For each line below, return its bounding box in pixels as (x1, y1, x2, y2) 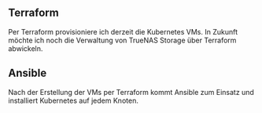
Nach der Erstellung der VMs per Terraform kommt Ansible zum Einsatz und (8, 87, 254, 97)
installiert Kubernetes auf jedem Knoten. (8, 96, 139, 105)
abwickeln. (8, 43, 43, 53)
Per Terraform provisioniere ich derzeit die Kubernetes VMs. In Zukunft (8, 27, 238, 36)
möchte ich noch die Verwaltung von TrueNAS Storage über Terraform (8, 35, 237, 45)
